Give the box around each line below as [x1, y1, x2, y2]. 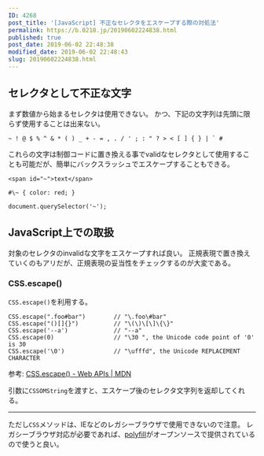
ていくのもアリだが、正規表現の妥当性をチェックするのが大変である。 [8, 258, 236, 268]
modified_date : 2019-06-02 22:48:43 [8, 48, 128, 56]
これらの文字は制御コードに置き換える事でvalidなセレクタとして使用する [8, 149, 244, 158]
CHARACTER [8, 354, 41, 362]
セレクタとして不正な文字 [8, 87, 132, 100]
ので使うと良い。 [8, 439, 64, 449]
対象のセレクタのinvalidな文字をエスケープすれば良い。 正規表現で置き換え [8, 248, 251, 258]
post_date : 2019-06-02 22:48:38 [8, 41, 114, 49]
